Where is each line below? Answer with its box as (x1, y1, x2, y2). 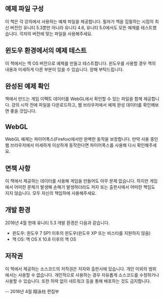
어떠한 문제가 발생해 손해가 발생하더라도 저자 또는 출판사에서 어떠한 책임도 (14, 184, 156, 190)
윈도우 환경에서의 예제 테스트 (5, 46, 87, 55)
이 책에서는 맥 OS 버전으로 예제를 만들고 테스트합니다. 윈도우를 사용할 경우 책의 (5, 60, 156, 66)
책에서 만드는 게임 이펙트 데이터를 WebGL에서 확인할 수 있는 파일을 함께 (5, 96, 143, 102)
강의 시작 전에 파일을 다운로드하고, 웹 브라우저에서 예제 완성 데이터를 (11, 102, 142, 108)
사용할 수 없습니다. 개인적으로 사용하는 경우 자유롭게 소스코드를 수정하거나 (18, 272, 160, 278)
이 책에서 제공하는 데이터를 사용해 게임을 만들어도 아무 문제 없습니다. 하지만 (5, 178, 149, 184)
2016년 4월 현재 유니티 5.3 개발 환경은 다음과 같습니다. (5, 219, 110, 226)
